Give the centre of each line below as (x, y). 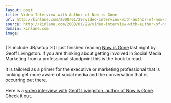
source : (13, 24)
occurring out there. (26, 80)
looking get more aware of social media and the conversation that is (76, 74)
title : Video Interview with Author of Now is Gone (61, 15)
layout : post (19, 10)
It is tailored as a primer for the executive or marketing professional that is (83, 69)
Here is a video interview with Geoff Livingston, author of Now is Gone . (80, 91)
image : (12, 33)
